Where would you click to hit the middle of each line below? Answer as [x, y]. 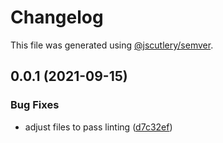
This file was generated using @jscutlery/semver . [112, 45]
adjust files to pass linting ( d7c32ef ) [98, 127]
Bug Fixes [35, 105]
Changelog [57, 17]
